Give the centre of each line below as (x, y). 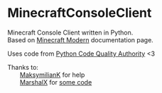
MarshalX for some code (56, 82)
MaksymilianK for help (53, 75)
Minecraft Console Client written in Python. (70, 32)
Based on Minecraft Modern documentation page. (81, 39)
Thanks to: (23, 67)
